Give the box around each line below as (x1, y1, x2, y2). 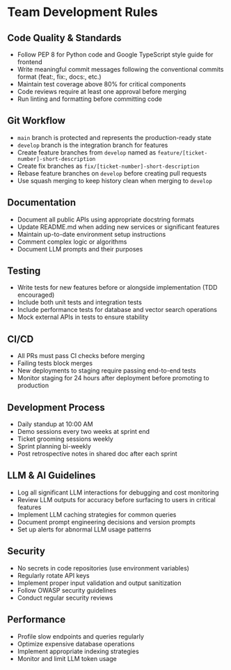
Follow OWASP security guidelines (17, 586, 117, 594)
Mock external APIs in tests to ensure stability (17, 313, 149, 321)
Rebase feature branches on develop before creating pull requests (17, 169, 207, 178)
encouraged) (17, 290, 55, 299)
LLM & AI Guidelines (7, 469, 96, 481)
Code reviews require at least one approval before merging (17, 88, 186, 95)
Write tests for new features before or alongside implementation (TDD (17, 283, 218, 292)
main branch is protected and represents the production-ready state (17, 133, 212, 141)
